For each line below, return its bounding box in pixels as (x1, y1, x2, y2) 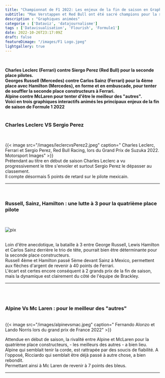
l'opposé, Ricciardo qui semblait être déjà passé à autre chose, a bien (5, 352, 146, 358)
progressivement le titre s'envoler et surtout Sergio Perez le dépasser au (5, 163, 152, 169)
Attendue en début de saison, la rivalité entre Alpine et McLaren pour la (5, 336, 149, 342)
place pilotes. (5, 72, 33, 78)
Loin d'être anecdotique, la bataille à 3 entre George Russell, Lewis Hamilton (5, 242, 160, 248)
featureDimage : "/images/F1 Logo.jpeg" (5, 39, 87, 44)
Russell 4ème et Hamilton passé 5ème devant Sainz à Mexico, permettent (5, 258, 155, 264)
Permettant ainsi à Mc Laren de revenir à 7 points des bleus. (5, 362, 127, 368)
